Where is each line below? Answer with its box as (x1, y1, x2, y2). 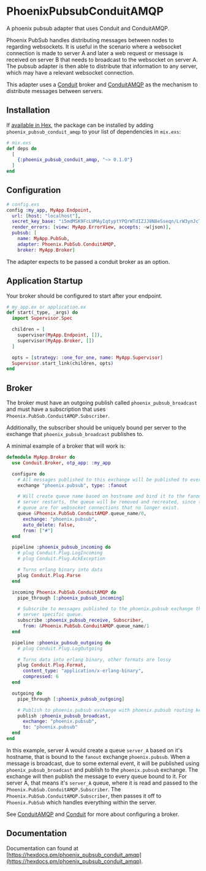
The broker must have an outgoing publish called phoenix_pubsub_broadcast (6, 399, 197, 407)
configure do (12, 470, 45, 477)
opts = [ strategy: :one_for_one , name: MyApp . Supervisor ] (12, 354, 164, 361)
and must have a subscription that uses (6, 405, 106, 413)
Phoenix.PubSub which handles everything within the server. (6, 798, 157, 806)
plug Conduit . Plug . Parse (17, 572, 81, 578)
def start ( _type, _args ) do (6, 309, 78, 316)
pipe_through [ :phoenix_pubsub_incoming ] (17, 595, 124, 601)
